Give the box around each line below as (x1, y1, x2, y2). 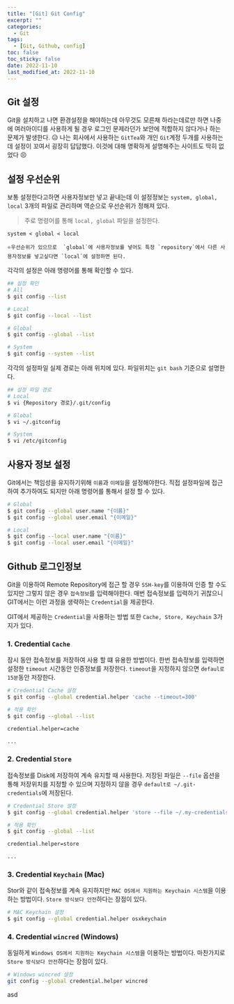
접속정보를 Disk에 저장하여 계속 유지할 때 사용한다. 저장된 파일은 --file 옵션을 (7, 771, 221, 779)
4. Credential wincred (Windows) (7, 932, 119, 942)
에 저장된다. (41, 789, 74, 797)
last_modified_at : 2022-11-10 (7, 68, 95, 75)
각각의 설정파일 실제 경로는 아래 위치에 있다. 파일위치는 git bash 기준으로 (7, 364, 207, 372)
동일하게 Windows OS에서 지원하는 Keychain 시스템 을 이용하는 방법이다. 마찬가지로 (7, 949, 226, 957)
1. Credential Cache (7, 639, 71, 648)
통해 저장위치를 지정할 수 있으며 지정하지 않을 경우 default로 (7, 779, 171, 788)
